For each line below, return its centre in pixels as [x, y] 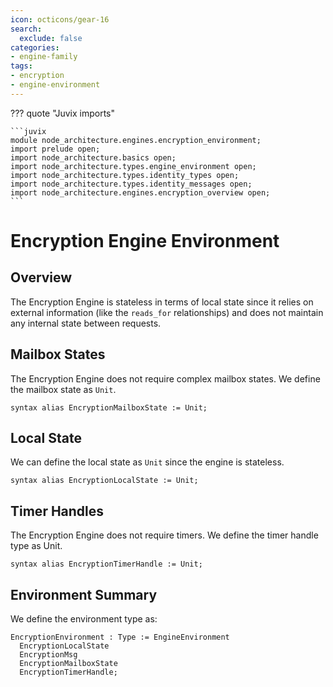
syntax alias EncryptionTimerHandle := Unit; [106, 564]
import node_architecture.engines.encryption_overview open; [140, 192]
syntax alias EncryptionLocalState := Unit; [104, 481]
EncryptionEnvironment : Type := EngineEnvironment [120, 637]
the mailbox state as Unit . [63, 389]
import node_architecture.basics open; [93, 157]
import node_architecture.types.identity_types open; [125, 175]
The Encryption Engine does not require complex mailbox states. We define [165, 378]
